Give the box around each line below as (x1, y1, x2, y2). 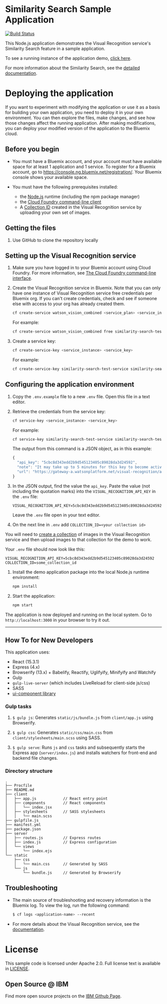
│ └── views (5, 844, 35, 849)
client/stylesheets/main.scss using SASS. (12, 734, 101, 741)
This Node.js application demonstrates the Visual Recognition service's (5, 40, 151, 46)
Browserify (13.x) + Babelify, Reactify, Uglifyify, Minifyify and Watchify (12, 669, 156, 675)
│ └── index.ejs (5, 848, 52, 853)
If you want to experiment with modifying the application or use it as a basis (5, 104, 161, 110)
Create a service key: (12, 338, 56, 344)
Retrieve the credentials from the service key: (12, 408, 106, 414)
